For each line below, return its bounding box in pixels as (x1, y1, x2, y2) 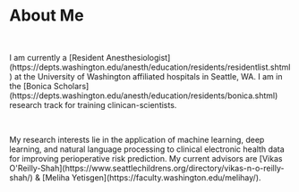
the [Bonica (9, 80, 52, 91)
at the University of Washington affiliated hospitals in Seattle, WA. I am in (14, 71, 283, 81)
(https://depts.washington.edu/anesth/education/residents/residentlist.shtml (9, 62, 291, 72)
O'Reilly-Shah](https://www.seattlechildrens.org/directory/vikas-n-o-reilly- (9, 163, 285, 173)
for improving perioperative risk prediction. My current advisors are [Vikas (9, 153, 283, 163)
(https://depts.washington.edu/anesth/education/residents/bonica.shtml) (9, 90, 278, 101)
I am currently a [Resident (9, 52, 105, 63)
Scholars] (53, 80, 90, 91)
